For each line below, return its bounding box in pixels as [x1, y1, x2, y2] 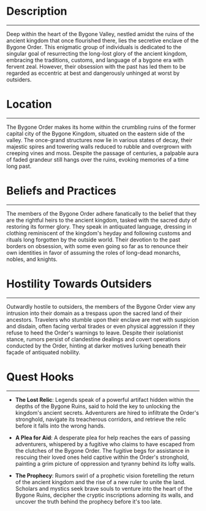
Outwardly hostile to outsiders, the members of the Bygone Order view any [6, 303, 196, 310]
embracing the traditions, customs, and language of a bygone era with [6, 56, 184, 64]
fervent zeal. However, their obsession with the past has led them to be [6, 62, 186, 70]
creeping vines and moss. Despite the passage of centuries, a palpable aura [6, 149, 199, 157]
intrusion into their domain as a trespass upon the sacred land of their [6, 309, 182, 317]
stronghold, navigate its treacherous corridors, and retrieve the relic [15, 415, 187, 423]
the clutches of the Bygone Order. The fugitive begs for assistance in [15, 447, 190, 454]
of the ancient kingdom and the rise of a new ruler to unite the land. [15, 478, 186, 485]
